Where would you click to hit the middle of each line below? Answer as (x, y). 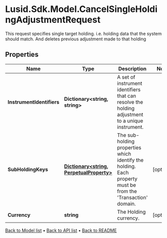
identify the (130, 160)
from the (127, 191)
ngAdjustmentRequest (53, 20)
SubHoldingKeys (28, 169)
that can (127, 96)
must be (126, 185)
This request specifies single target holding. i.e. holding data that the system (83, 33)
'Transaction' (132, 197)
